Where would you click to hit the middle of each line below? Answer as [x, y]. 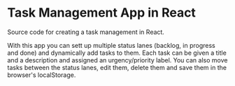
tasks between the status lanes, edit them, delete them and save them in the [117, 67]
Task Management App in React [101, 13]
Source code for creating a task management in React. [86, 32]
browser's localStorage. [42, 75]
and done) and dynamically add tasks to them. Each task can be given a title [117, 53]
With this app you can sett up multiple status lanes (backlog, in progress [111, 45]
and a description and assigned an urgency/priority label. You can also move [117, 60]
